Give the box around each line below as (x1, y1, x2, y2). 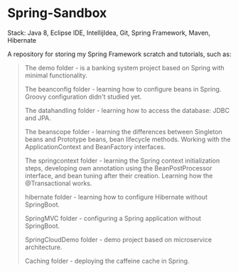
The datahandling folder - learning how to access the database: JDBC (24, 106, 229, 114)
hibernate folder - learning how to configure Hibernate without (24, 192, 208, 201)
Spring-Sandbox (7, 5, 107, 21)
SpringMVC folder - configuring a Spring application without (24, 214, 201, 222)
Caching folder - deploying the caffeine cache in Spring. (24, 256, 190, 265)
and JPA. (24, 114, 52, 122)
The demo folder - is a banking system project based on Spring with (24, 63, 225, 72)
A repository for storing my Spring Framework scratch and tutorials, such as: (7, 50, 232, 58)
